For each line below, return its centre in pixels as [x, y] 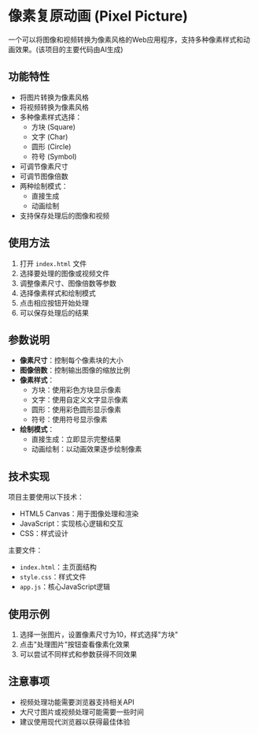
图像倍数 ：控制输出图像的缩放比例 [75, 370]
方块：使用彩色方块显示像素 [76, 390]
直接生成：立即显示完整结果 [76, 440]
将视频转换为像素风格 [54, 107]
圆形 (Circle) [51, 146]
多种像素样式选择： [51, 117]
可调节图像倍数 [44, 176]
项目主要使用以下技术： [46, 497]
